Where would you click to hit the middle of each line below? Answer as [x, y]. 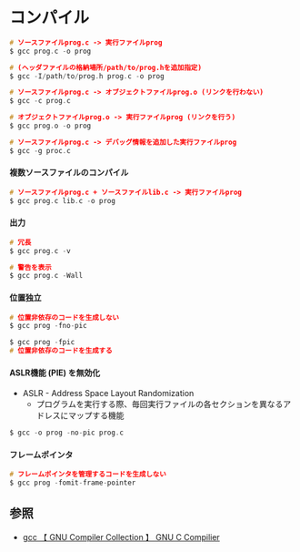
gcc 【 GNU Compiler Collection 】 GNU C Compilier [121, 537]
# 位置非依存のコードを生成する [61, 351]
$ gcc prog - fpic [42, 342]
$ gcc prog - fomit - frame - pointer [73, 483]
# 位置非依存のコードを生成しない [65, 317]
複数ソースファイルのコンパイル [69, 172]
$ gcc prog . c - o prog [50, 51]
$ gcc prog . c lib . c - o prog [63, 200]
